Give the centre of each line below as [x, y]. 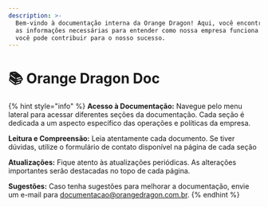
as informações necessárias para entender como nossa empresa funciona [137, 30]
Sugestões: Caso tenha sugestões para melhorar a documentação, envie [129, 186]
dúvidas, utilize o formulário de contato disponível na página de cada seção [132, 147]
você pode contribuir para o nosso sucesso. [91, 38]
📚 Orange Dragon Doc [84, 78]
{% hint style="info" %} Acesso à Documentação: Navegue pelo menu [125, 106]
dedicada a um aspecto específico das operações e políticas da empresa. [130, 123]
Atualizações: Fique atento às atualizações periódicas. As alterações [122, 162]
